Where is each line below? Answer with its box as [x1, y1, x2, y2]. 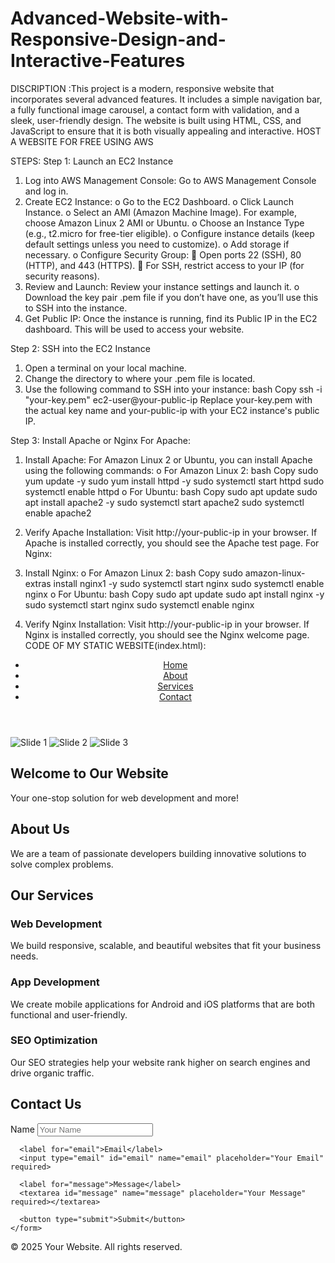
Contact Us [10, 1096, 82, 1113]
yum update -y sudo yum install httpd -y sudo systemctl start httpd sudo [24, 475, 325, 487]
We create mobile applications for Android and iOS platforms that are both [10, 998, 316, 1010]
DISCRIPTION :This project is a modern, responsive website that [10, 82, 275, 94]
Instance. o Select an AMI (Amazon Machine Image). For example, [24, 206, 297, 218]
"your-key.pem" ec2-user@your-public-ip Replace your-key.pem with [24, 393, 313, 406]
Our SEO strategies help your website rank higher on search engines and [10, 1056, 311, 1068]
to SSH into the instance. [24, 302, 128, 314]
